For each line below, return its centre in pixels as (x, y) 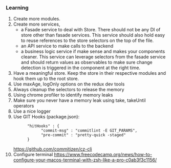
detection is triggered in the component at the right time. (80, 68)
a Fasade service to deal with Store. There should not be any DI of (91, 30)
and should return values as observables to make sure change (87, 62)
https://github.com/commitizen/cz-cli (52, 149)
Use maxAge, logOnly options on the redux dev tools (69, 84)
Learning (17, 8)
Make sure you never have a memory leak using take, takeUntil (79, 100)
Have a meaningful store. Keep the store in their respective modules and (89, 73)
